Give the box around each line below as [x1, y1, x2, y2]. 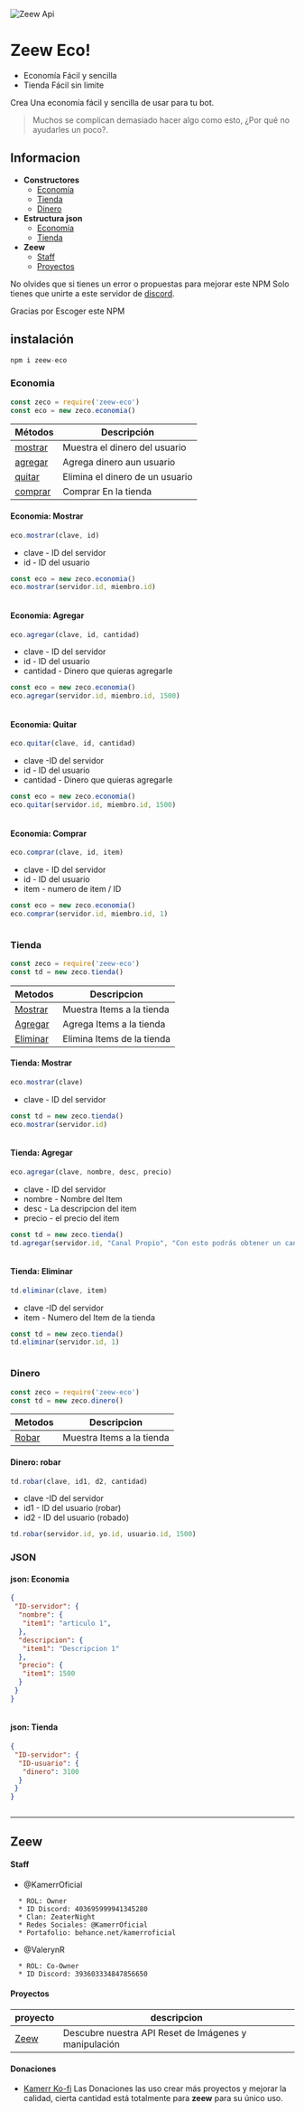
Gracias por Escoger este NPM [10, 305, 125, 316]
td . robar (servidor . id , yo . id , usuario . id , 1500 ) [10, 1530, 197, 1539]
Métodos [14, 426, 54, 438]
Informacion [10, 150, 80, 166]
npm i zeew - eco [10, 355, 68, 365]
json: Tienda [10, 1722, 59, 1732]
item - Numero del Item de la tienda [23, 1311, 156, 1323]
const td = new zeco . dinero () [10, 1396, 124, 1405]
